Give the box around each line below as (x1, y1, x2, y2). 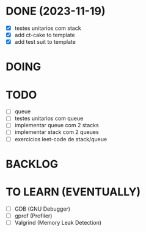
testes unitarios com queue (14, 114, 84, 122)
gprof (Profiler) (14, 212, 53, 219)
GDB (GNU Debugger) (14, 205, 71, 213)
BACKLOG (5, 157, 59, 171)
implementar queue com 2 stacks (14, 122, 99, 129)
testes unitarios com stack (14, 24, 81, 32)
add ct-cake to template (14, 32, 76, 38)
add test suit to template (14, 38, 76, 46)
